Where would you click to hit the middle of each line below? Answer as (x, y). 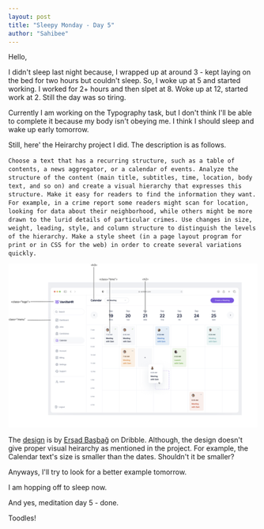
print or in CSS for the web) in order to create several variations (125, 245)
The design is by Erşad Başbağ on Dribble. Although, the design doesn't (126, 440)
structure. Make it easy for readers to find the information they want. (132, 195)
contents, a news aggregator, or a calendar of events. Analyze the (123, 169)
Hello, (18, 57)
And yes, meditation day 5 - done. (64, 503)
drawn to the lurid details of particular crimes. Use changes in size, (130, 220)
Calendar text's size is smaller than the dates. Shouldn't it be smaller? (121, 457)
